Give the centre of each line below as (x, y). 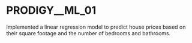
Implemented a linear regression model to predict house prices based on (96, 27)
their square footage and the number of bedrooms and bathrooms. (88, 33)
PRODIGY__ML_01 (51, 10)
